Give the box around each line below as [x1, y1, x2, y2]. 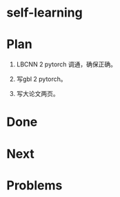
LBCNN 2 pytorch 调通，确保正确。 [16, 60, 117, 68]
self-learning [6, 5, 83, 21]
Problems [6, 178, 63, 193]
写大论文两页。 [16, 90, 59, 98]
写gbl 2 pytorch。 [16, 75, 67, 84]
